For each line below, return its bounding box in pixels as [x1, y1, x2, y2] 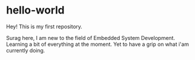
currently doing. [6, 46, 46, 54]
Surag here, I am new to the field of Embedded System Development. [6, 34, 175, 41]
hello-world [6, 4, 65, 17]
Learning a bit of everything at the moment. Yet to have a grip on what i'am [6, 41, 189, 48]
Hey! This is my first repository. [6, 23, 83, 30]
